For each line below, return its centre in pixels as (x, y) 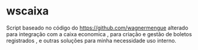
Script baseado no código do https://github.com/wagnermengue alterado (97, 28)
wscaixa (28, 11)
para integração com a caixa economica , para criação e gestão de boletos (99, 34)
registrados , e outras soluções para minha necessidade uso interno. (91, 40)
